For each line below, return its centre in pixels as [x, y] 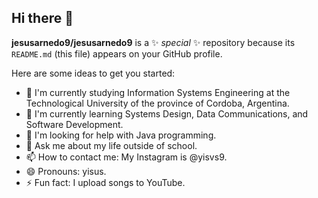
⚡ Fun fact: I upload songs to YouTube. [105, 182]
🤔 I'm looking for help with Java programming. [121, 135]
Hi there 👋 [42, 18]
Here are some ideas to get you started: [93, 73]
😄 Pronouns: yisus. [66, 171]
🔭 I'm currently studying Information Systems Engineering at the [158, 92]
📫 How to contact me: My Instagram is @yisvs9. [126, 157]
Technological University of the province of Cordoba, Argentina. [157, 103]
